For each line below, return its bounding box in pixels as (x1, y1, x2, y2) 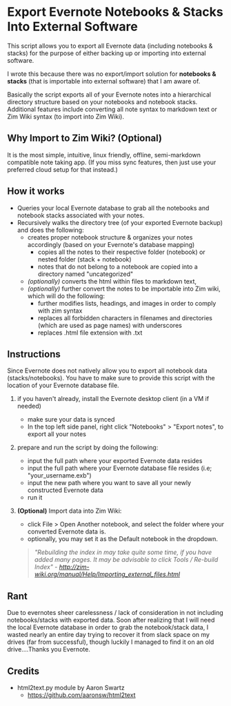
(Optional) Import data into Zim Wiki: (17, 507, 122, 515)
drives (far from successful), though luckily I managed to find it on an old (7, 638, 214, 646)
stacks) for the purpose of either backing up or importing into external (7, 49, 206, 57)
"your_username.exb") (27, 471, 92, 480)
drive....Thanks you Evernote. (7, 645, 91, 654)
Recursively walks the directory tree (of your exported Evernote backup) (17, 218, 223, 226)
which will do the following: (27, 291, 106, 300)
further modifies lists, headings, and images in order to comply (37, 299, 217, 307)
